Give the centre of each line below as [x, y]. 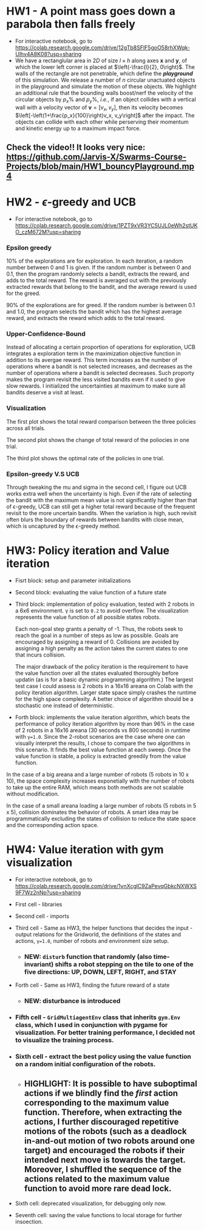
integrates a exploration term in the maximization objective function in [93, 354]
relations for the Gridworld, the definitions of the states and [107, 934]
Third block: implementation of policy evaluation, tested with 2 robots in [105, 604]
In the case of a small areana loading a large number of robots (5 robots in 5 [101, 805]
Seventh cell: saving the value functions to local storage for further [99, 1215]
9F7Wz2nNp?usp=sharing [48, 892]
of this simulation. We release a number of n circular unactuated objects [105, 80]
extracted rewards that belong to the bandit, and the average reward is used [102, 287]
